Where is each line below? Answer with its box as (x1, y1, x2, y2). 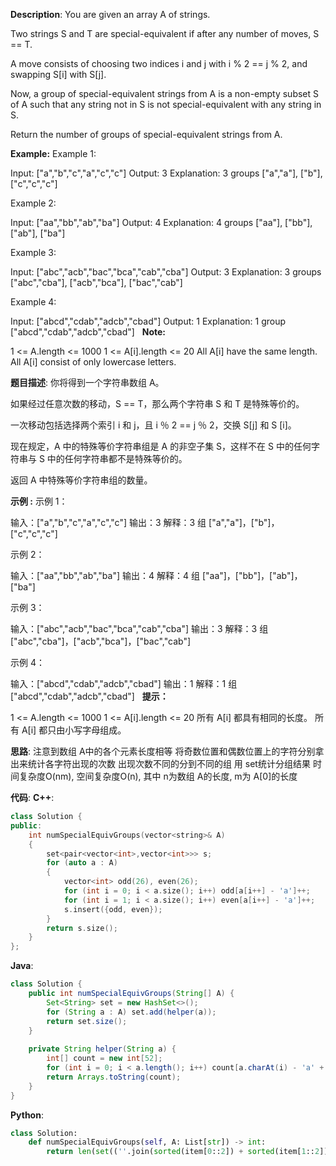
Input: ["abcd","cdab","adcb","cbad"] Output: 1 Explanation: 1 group (10, 315, 287, 327)
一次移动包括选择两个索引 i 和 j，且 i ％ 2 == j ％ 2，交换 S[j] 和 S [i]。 (10, 419, 297, 431)
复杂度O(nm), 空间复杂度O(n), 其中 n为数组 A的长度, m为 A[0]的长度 (18, 770, 298, 782)
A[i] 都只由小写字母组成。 (21, 724, 127, 736)
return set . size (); (46, 1016, 128, 1026)
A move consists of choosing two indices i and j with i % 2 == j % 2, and (10, 58, 308, 69)
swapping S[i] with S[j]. (10, 69, 107, 80)
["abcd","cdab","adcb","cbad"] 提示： (10, 690, 169, 702)
